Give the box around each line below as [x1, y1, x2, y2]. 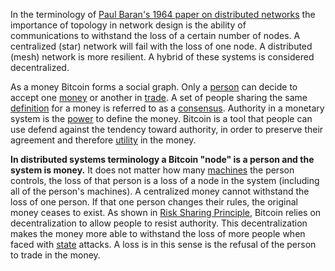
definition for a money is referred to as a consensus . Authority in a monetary [10, 102, 325, 114]
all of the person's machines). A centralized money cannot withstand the [10, 185, 310, 197]
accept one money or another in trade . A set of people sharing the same [10, 92, 308, 103]
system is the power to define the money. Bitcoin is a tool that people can [10, 113, 313, 124]
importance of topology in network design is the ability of [10, 19, 247, 31]
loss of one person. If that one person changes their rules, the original [10, 196, 298, 208]
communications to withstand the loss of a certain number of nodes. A [10, 30, 301, 41]
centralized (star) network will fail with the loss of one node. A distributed [10, 40, 313, 52]
